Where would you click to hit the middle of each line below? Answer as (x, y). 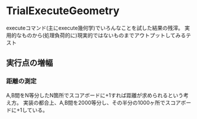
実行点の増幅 (30, 63)
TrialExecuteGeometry (63, 11)
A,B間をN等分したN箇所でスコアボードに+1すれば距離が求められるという (95, 95)
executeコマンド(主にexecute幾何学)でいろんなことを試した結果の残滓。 (95, 28)
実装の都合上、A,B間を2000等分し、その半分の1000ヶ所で (94, 103)
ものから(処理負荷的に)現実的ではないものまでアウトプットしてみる (104, 35)
